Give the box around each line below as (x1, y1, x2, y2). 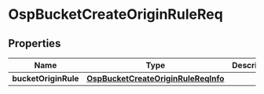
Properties (8, 37, 61, 50)
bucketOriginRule (12, 73, 79, 84)
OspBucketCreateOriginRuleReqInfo (86, 73, 225, 84)
